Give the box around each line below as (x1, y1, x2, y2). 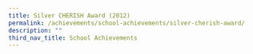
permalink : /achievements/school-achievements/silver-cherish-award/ (8, 19, 246, 27)
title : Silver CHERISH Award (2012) (8, 11, 131, 20)
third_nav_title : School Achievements (8, 33, 138, 42)
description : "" (8, 26, 62, 34)
